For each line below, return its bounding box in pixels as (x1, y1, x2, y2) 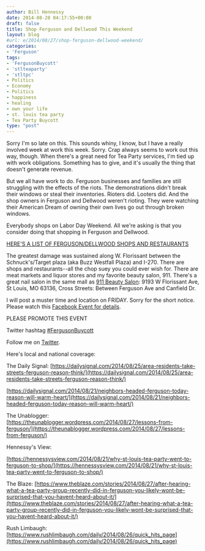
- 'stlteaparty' (6, 66, 48, 72)
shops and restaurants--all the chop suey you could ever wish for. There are (6, 265, 199, 272)
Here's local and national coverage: (6, 350, 96, 358)
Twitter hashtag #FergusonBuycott (6, 327, 94, 334)
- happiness (6, 94, 37, 100)
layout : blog (6, 32, 40, 38)
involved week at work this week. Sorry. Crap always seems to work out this (6, 146, 198, 154)
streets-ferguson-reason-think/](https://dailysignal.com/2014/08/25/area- (6, 369, 194, 377)
